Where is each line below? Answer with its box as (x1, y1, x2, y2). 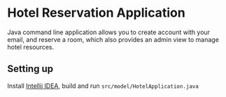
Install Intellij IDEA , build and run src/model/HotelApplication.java (7, 82, 199, 90)
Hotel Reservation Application (7, 5, 185, 21)
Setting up (7, 63, 54, 75)
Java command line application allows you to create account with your (7, 28, 211, 36)
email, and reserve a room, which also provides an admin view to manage (7, 35, 219, 43)
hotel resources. (7, 43, 55, 51)
